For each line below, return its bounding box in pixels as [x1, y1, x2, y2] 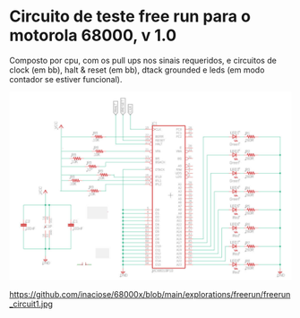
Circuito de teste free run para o [9, 6, 251, 27]
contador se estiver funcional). [9, 73, 123, 84]
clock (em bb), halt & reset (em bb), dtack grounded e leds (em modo [9, 64, 265, 75]
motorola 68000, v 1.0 [9, 25, 177, 46]
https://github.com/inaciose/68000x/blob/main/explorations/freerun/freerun [9, 288, 291, 299]
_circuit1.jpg [9, 298, 54, 309]
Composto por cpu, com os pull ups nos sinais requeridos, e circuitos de [9, 55, 278, 65]
